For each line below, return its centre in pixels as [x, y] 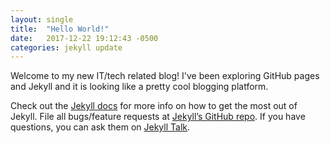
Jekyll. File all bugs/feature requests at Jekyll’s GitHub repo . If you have [158, 117]
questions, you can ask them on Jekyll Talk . [100, 127]
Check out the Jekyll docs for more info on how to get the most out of [154, 106]
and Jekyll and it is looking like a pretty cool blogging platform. [139, 87]
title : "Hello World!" [60, 29]
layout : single [42, 19]
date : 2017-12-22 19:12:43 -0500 [84, 38]
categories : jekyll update [66, 47]
